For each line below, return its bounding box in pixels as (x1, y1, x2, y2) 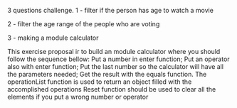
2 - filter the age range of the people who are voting (7, 20, 160, 28)
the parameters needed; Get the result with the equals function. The (7, 70, 207, 78)
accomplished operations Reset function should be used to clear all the (7, 85, 216, 93)
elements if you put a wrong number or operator (7, 92, 149, 101)
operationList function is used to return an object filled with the (7, 77, 192, 86)
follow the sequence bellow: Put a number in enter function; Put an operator (7, 55, 230, 63)
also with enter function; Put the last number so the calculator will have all (7, 63, 224, 70)
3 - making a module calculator (7, 33, 99, 42)
